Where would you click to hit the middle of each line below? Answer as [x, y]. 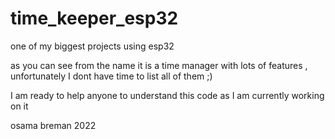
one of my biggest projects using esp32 [92, 46]
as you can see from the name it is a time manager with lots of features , [159, 65]
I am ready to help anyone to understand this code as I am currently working [167, 95]
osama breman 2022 [53, 125]
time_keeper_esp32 [94, 18]
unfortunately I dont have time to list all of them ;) [111, 76]
